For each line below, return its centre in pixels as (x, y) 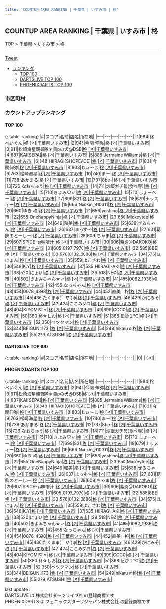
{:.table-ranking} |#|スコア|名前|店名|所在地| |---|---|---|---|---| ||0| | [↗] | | (81, 358)
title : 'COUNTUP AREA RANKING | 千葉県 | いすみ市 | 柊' (62, 10)
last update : (18, 589)
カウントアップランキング (35, 113)
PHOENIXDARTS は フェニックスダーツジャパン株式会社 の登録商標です (78, 601)
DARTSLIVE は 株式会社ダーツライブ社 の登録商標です (60, 595)
